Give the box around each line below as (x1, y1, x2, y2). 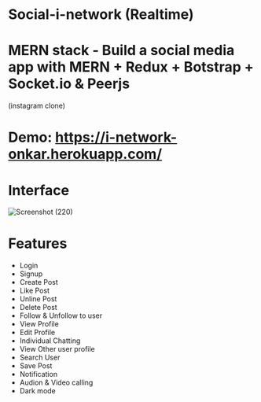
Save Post (19, 361, 53, 371)
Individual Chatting (19, 336, 81, 345)
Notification (19, 370, 57, 379)
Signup (19, 269, 43, 278)
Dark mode (19, 386, 57, 396)
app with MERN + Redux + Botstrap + (8, 58, 254, 76)
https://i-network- (54, 128, 178, 146)
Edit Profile (19, 328, 56, 337)
